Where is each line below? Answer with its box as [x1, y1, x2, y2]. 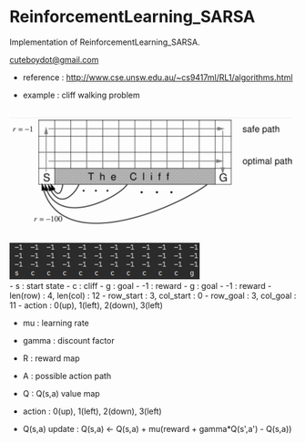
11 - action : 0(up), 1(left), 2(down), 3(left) [9, 299, 164, 311]
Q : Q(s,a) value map [22, 387, 100, 398]
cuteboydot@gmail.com [9, 54, 99, 65]
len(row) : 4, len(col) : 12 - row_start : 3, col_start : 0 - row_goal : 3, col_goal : [9, 290, 297, 301]
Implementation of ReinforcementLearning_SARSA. [9, 36, 200, 47]
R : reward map [22, 353, 80, 364]
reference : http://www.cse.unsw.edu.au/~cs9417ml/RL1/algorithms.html [22, 71, 293, 83]
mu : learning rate [22, 317, 89, 328]
